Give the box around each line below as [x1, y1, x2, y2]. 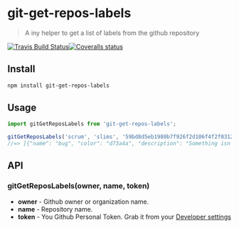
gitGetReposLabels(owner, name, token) [7, 181, 150, 191]
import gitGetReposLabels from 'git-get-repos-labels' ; [7, 120, 176, 128]
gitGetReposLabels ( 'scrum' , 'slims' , [7, 133, 119, 140]
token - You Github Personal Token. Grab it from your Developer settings [17, 212, 231, 221]
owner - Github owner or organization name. [17, 197, 149, 206]
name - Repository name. [17, 204, 93, 213]
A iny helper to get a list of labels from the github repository [24, 28, 200, 37]
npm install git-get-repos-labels [7, 82, 110, 89]
